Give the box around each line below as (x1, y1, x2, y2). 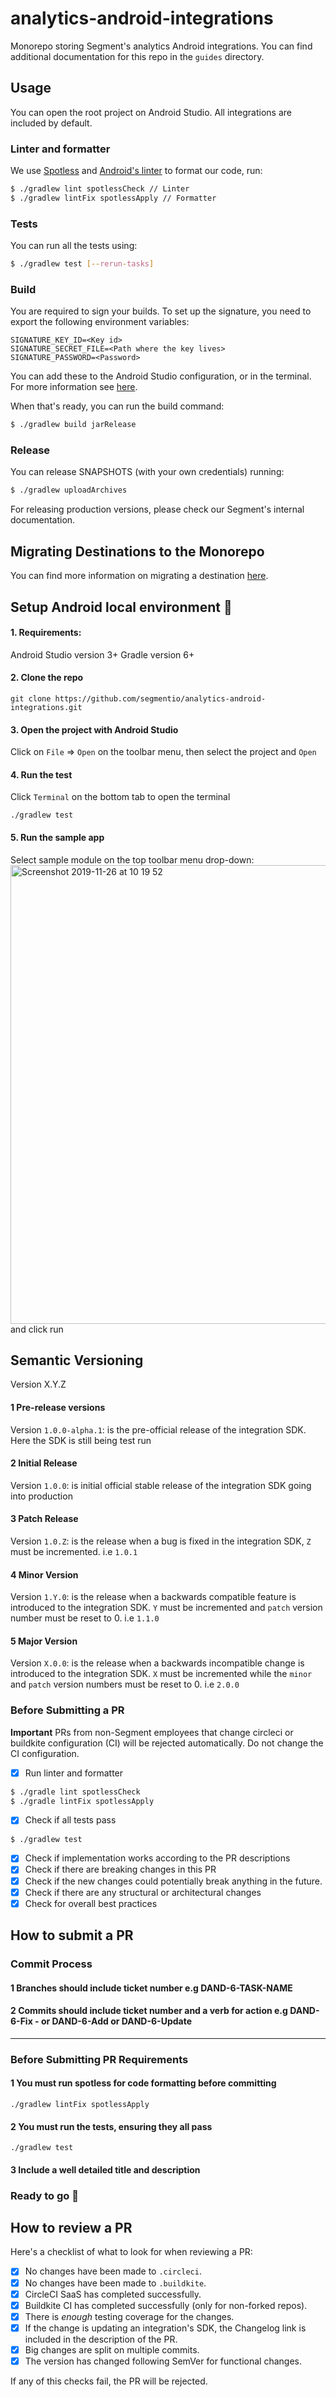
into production (10, 1490, 73, 1502)
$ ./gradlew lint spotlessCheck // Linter (10, 184, 190, 194)
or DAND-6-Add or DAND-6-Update (40, 2015, 193, 2027)
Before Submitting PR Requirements (10, 2052, 189, 2066)
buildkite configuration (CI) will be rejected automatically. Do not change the (10, 1737, 324, 1749)
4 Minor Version (10, 1568, 79, 1581)
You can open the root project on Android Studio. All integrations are (10, 106, 292, 118)
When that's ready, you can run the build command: (10, 400, 225, 412)
